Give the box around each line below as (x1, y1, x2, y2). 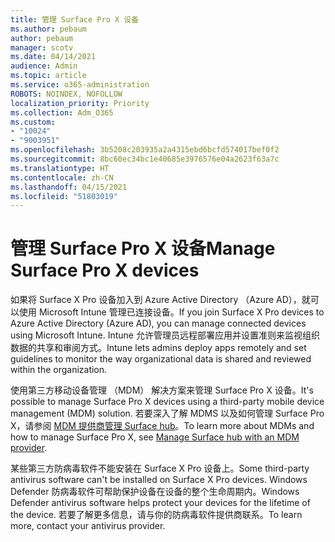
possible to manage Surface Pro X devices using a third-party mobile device (10, 396, 325, 408)
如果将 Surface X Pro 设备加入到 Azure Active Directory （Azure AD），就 (10, 294, 311, 306)
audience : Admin (10, 61, 78, 71)
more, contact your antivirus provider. (10, 520, 166, 532)
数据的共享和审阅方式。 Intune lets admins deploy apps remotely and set (10, 342, 307, 354)
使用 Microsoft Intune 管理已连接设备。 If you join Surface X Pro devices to (18, 306, 325, 318)
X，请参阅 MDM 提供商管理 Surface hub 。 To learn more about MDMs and (10, 420, 315, 432)
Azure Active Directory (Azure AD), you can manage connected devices (10, 317, 307, 330)
